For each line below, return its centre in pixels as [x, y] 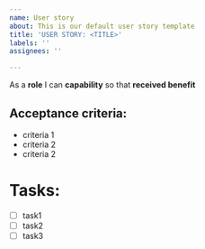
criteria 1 [38, 134]
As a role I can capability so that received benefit [102, 85]
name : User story [42, 18]
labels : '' [30, 43]
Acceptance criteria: [68, 113]
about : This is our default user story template [102, 26]
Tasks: [35, 191]
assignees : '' [36, 51]
